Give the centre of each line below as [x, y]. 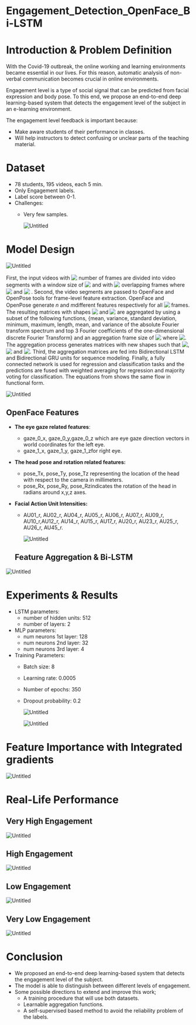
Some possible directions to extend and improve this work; [85, 992]
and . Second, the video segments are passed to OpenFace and [94, 292]
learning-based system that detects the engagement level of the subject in [96, 103]
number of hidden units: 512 [57, 617]
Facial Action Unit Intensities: [51, 503]
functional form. [25, 383]
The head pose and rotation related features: [70, 462]
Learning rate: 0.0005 [49, 678]
